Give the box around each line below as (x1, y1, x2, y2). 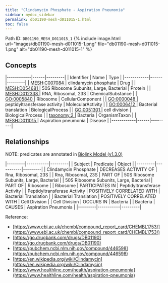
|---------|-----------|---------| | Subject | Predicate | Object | (5, 161, 134, 167)
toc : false (5, 21, 28, 27)
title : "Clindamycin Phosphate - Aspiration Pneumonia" (5, 7, 125, 13)
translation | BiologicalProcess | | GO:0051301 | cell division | (5, 107, 132, 113)
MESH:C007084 (30, 80, 65, 86)
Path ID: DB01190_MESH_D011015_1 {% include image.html (5, 36, 121, 42)
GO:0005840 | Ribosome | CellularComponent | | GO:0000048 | (5, 96, 139, 102)
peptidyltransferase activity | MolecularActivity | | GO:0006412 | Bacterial (5, 101, 157, 108)
